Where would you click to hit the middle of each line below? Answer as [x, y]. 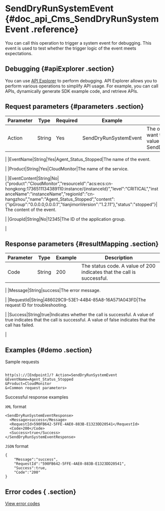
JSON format [17, 446]
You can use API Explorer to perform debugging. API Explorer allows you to [81, 81]
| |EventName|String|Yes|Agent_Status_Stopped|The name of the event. [78, 159]
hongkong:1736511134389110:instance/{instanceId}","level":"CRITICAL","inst [82, 188]
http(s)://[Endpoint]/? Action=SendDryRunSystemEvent [61, 375]
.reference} [55, 29]
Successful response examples [37, 397]
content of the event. [35, 210]
